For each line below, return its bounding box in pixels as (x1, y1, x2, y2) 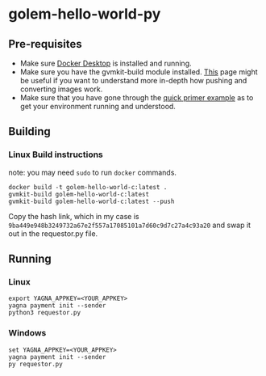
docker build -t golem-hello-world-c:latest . (8, 183, 168, 191)
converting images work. (19, 84, 103, 94)
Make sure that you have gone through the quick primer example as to (19, 93, 254, 102)
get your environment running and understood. (19, 102, 176, 111)
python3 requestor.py (8, 309, 81, 317)
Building (8, 125, 51, 138)
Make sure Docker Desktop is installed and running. (19, 58, 192, 68)
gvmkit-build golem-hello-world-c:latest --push (8, 197, 175, 205)
